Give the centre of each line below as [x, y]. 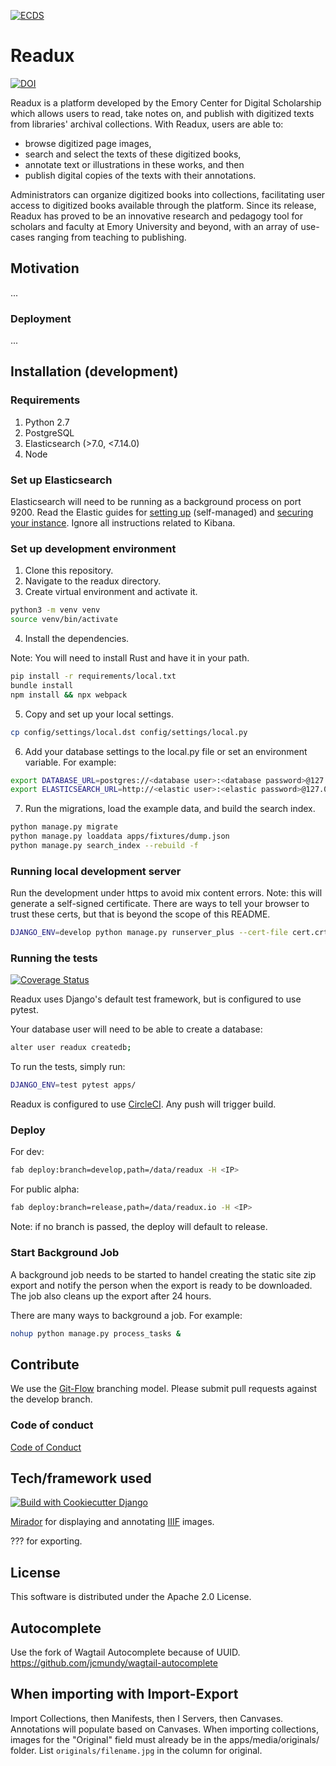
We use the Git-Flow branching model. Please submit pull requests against [164, 1389]
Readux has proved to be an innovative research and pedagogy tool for [156, 216]
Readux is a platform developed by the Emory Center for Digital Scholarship [166, 102]
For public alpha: [45, 1189]
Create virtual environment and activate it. [111, 592]
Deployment [41, 318]
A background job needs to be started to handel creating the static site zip [163, 1274]
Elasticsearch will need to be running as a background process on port [156, 502]
